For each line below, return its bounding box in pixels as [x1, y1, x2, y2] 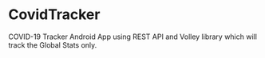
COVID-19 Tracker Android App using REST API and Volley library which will [8, 32, 258, 41]
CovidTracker [8, 6, 101, 24]
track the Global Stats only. [8, 40, 97, 49]
